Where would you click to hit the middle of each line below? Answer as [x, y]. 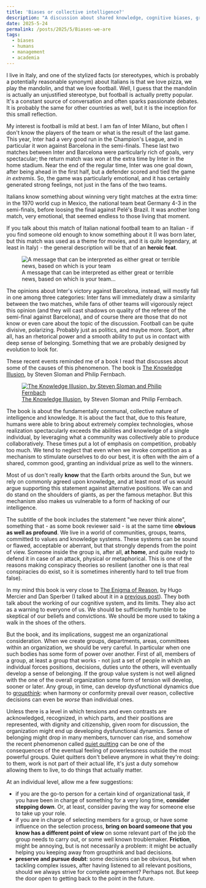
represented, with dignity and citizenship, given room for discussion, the [97, 724]
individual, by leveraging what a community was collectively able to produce [103, 437]
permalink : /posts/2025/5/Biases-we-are [59, 29]
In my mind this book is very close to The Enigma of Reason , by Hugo [94, 590]
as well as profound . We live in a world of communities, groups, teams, [96, 532]
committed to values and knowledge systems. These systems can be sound [102, 539]
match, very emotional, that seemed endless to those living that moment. [98, 216]
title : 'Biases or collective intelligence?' [65, 12]
